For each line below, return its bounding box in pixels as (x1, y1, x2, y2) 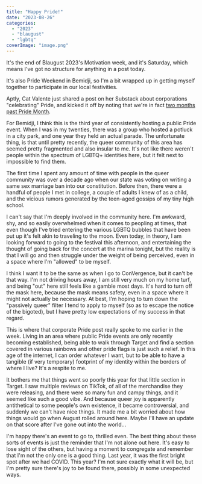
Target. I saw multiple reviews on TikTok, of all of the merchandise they (6, 382, 183, 389)
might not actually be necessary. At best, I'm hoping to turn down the (6, 295, 178, 302)
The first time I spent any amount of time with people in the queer (6, 169, 169, 176)
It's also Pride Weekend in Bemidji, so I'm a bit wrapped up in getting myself (6, 76, 195, 84)
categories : (6, 20, 36, 26)
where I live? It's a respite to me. (6, 364, 87, 371)
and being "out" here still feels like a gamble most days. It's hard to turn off (6, 282, 193, 290)
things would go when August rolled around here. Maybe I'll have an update (6, 414, 194, 421)
